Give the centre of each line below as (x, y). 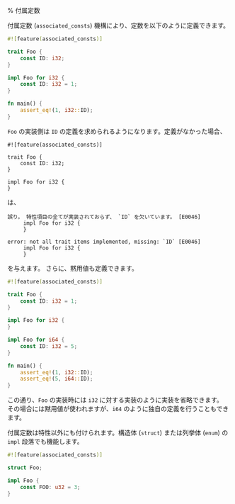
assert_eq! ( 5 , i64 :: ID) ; (57, 379)
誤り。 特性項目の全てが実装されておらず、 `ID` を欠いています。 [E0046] (104, 217)
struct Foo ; (25, 468)
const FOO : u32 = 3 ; (50, 487)
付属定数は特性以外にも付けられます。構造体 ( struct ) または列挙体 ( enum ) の (118, 433)
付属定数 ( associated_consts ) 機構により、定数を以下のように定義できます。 (119, 26)
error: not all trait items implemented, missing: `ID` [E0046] (104, 242)
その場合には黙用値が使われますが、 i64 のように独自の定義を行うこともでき (118, 409)
